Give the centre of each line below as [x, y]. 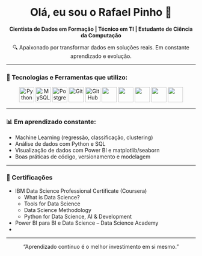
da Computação [101, 35]
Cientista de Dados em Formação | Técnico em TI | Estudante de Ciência [101, 29]
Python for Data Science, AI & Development [78, 216]
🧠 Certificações [29, 178]
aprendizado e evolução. [101, 56]
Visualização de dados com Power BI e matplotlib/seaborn [87, 150]
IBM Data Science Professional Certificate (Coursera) [81, 191]
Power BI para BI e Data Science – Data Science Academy [87, 223]
